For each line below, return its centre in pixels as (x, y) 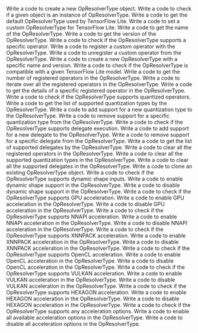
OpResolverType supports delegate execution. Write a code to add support (98, 128)
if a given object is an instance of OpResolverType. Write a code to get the (97, 15)
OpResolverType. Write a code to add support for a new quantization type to (99, 110)
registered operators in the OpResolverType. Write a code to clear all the (95, 153)
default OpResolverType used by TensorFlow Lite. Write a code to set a (93, 21)
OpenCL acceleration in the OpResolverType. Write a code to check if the (95, 267)
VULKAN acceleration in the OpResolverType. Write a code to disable (91, 280)
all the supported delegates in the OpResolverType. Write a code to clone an (99, 166)
